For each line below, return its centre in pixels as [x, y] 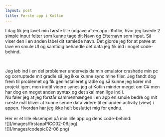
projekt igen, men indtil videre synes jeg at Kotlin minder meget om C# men [82, 86]
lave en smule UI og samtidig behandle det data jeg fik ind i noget [72, 46]
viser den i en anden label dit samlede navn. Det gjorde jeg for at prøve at [81, 41]
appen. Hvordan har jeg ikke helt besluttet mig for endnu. [64, 108]
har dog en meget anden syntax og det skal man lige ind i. [65, 92]
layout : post [19, 10]
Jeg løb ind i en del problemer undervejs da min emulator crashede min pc [82, 71]
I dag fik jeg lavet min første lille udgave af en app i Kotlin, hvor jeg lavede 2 [83, 30]
